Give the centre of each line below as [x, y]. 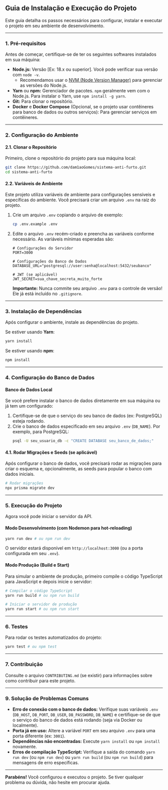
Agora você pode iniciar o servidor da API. [49, 516]
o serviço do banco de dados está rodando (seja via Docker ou [77, 720]
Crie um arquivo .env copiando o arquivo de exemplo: [68, 215]
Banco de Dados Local [29, 389]
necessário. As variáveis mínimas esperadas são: [63, 239]
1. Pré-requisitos [25, 43]
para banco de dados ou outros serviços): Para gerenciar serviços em [84, 112]
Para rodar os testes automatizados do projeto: [53, 637]
